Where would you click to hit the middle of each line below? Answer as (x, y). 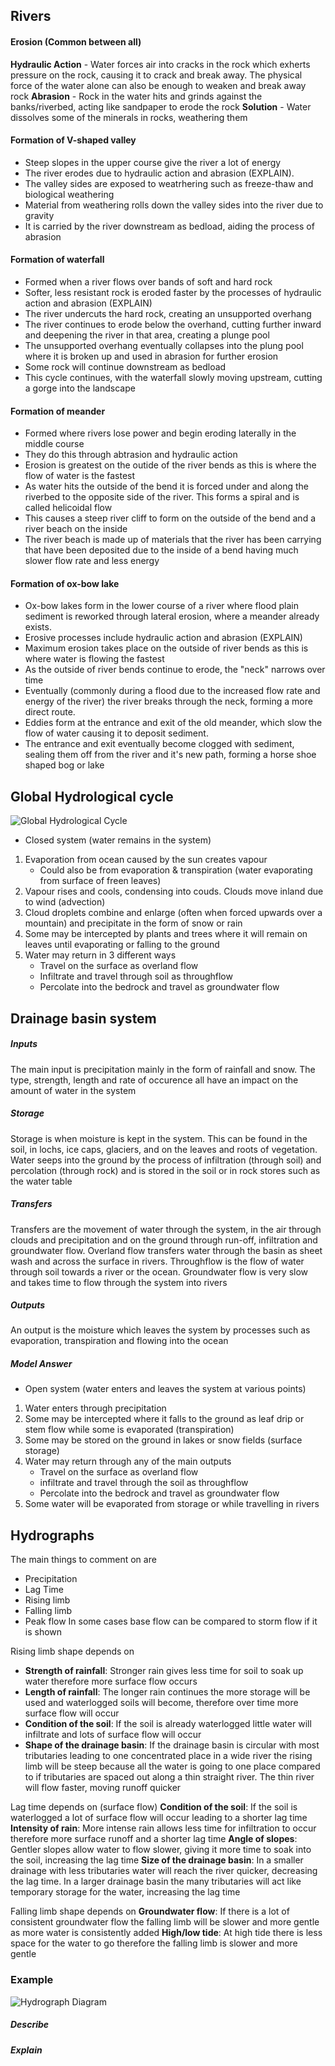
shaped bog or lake (64, 765)
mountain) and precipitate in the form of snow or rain (133, 923)
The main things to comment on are (83, 1560)
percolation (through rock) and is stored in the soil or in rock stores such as (165, 1170)
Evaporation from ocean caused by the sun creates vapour (146, 860)
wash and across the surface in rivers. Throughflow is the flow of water (157, 1261)
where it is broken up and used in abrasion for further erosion (151, 356)
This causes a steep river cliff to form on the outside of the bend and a (170, 518)
